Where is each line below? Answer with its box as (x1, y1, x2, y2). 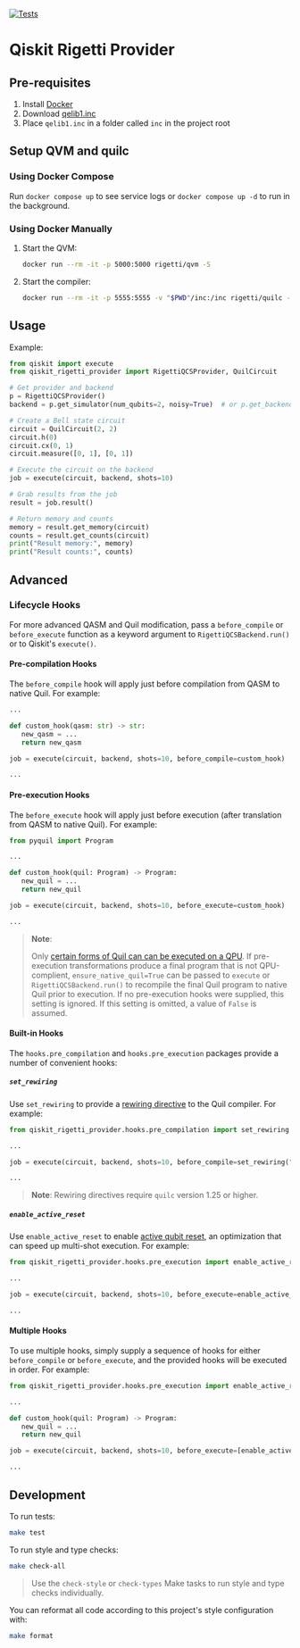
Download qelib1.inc (21, 108, 96, 119)
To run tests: (9, 1511, 55, 1521)
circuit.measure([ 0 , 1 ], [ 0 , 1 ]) (9, 449, 134, 459)
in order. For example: (9, 1364, 90, 1375)
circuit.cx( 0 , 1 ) (9, 441, 74, 450)
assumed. (30, 1007, 68, 1018)
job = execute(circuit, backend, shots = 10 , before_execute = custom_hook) (9, 901, 286, 910)
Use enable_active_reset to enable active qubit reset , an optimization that (9, 1231, 282, 1242)
